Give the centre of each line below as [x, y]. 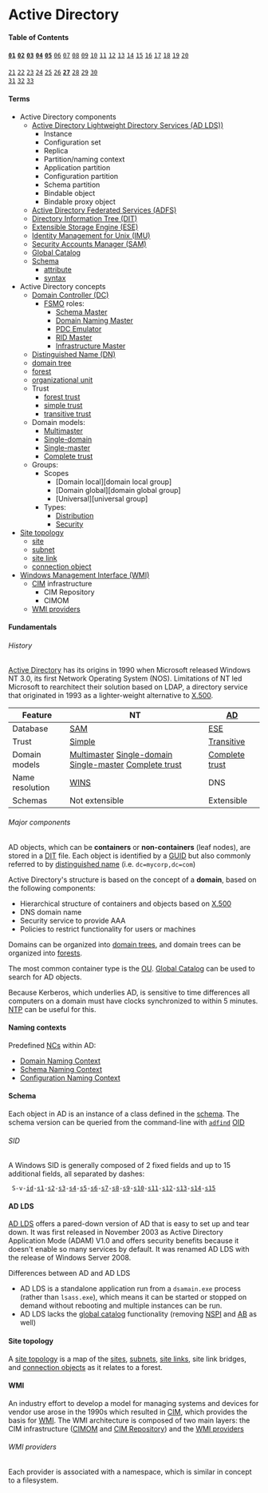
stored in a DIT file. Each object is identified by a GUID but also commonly [130, 856]
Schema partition [72, 185]
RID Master [74, 337]
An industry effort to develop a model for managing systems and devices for [134, 1403]
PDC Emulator [79, 328]
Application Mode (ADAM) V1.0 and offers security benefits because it [124, 1241]
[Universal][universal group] [102, 498]
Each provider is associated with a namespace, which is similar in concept [130, 1472]
